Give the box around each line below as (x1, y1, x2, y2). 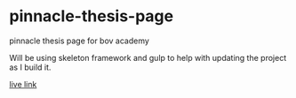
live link (9, 79, 37, 89)
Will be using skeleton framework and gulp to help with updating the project (9, 52, 287, 63)
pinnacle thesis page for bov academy (9, 35, 149, 46)
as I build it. (9, 62, 52, 72)
